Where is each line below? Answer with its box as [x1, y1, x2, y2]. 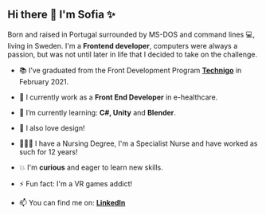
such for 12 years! [18, 147, 78, 156]
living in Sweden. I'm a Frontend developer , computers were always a [7, 41, 238, 50]
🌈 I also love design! [18, 123, 85, 132]
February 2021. [18, 76, 69, 86]
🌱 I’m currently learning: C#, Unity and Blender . [18, 107, 177, 117]
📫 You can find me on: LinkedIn [18, 197, 126, 207]
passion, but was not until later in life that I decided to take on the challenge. [7, 49, 258, 59]
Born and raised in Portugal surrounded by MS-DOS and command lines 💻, [7, 29, 256, 39]
